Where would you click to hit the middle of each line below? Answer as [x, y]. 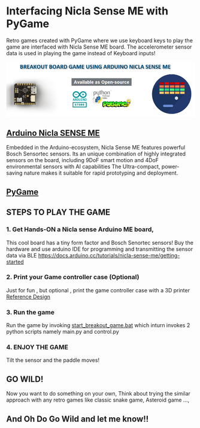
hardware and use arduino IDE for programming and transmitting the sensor [100, 249]
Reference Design [28, 297]
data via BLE [22, 255]
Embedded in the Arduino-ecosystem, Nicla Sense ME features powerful [96, 148]
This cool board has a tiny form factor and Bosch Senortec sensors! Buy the [100, 243]
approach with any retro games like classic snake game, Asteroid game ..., [98, 400]
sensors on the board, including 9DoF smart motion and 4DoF [82, 160]
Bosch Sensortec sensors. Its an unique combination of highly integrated [96, 154]
